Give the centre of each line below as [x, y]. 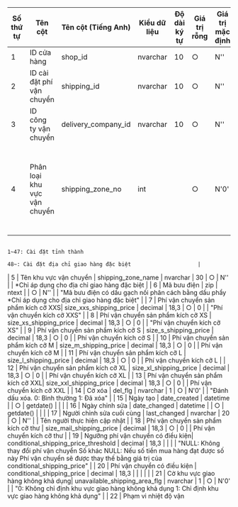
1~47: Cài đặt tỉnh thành [45, 252]
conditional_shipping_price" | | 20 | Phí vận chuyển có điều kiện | [102, 466]
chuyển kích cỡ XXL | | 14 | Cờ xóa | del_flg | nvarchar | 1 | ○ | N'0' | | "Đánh [118, 390]
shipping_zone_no [91, 189]
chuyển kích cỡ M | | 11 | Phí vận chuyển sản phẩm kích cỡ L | [97, 353]
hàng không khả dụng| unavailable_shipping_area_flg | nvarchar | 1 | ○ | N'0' [119, 481]
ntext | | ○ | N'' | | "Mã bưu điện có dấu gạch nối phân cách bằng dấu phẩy [117, 292]
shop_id [74, 57]
